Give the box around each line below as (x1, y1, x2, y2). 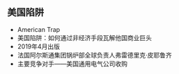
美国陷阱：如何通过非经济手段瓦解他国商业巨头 (17, 33, 152, 41)
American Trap (17, 25, 61, 33)
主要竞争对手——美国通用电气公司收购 (17, 59, 127, 68)
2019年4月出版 (17, 42, 61, 50)
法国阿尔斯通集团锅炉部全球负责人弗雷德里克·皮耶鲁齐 (17, 50, 172, 59)
